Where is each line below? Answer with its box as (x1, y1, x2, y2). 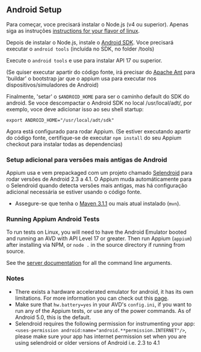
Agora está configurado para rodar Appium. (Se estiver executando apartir (6, 127, 191, 135)
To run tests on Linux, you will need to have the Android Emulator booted (6, 228, 187, 236)
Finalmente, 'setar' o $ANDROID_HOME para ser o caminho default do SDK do (6, 93, 190, 100)
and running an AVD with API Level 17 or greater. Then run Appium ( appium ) (6, 235, 193, 242)
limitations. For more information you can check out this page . (14, 294, 169, 302)
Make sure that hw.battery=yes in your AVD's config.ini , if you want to (14, 300, 192, 308)
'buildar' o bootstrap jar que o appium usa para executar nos (6, 74, 156, 82)
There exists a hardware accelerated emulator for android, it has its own (14, 288, 194, 295)
